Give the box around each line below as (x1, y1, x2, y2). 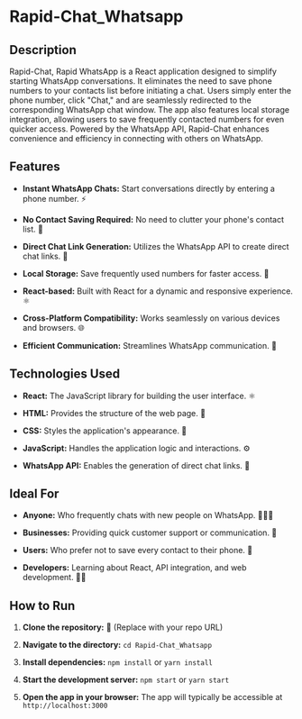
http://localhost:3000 (22, 701, 108, 711)
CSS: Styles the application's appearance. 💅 (22, 425, 188, 436)
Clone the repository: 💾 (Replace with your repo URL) (22, 622, 224, 633)
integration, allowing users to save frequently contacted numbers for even (9, 114, 285, 124)
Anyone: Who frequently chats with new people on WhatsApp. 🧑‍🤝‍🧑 (22, 510, 274, 521)
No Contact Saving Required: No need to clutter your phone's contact (22, 214, 285, 224)
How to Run (9, 597, 76, 614)
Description (9, 42, 77, 58)
